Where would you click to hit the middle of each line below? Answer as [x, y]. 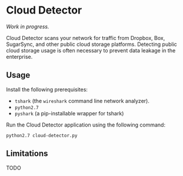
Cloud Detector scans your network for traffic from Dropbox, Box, [86, 38]
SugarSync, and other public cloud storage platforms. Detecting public [92, 44]
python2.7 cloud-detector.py [42, 135]
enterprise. [19, 57]
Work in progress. [28, 26]
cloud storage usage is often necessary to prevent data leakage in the [91, 50]
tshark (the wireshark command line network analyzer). [82, 101]
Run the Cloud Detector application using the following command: [86, 125]
